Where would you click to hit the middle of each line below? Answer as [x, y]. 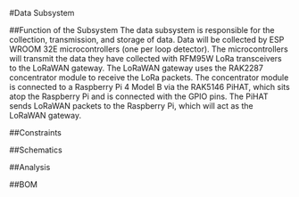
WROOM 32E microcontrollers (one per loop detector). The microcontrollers [149, 49]
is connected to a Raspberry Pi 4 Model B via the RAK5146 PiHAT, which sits [149, 87]
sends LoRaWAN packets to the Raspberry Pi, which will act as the [131, 106]
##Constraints [36, 132]
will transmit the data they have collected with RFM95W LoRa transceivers [146, 58]
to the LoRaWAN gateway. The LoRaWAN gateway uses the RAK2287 [136, 68]
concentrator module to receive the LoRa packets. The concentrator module [149, 78]
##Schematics [36, 150]
